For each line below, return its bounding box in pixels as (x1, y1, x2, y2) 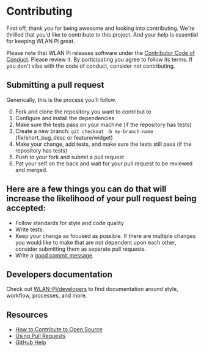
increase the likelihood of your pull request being (6, 193, 197, 204)
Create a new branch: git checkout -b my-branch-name (15, 127, 154, 135)
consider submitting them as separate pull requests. (15, 245, 147, 253)
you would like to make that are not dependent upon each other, (15, 239, 177, 246)
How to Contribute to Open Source (15, 326, 103, 333)
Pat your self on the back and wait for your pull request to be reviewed (15, 160, 193, 167)
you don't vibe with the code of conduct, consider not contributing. (6, 62, 175, 70)
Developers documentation (6, 269, 113, 279)
